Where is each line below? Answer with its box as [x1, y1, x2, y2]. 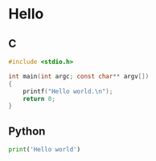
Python [8, 124, 46, 138]
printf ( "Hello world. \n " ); [23, 87, 113, 95]
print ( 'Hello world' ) [8, 146, 81, 154]
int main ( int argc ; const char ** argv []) [8, 72, 150, 80]
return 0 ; [23, 95, 56, 103]
